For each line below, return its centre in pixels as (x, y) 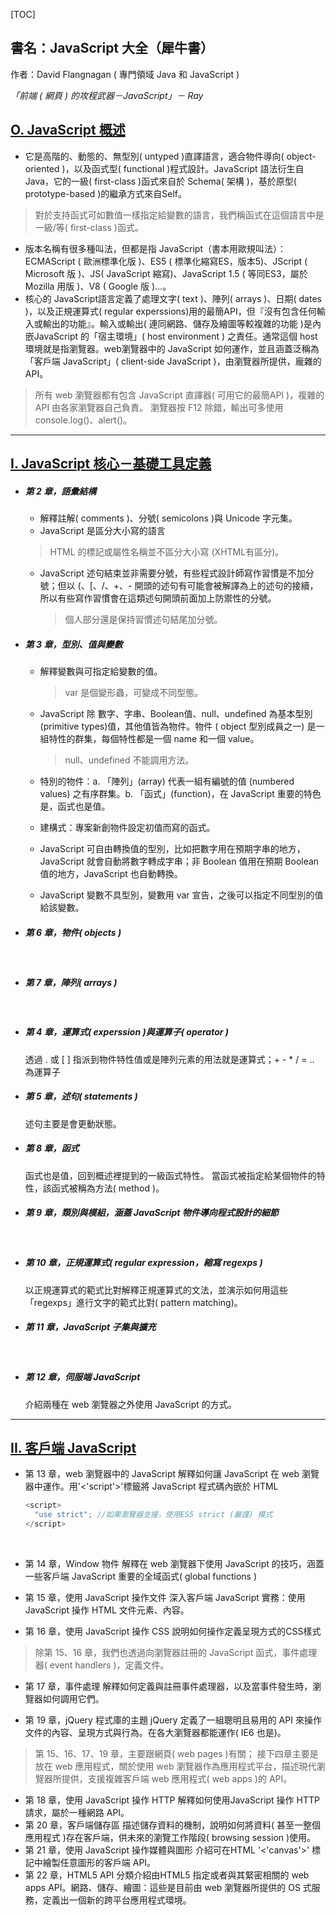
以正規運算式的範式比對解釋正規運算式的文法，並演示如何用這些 (156, 1290)
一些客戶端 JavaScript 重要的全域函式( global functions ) (141, 1576)
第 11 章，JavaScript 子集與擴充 (90, 1327)
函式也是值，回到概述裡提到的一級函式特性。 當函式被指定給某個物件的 (170, 1175)
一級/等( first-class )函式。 (89, 227)
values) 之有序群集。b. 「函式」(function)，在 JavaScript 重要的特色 (180, 793)
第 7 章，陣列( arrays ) (71, 982)
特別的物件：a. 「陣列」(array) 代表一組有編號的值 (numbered (167, 781)
